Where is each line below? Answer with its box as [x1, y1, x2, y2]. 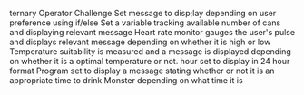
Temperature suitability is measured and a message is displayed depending [9, 46, 292, 57]
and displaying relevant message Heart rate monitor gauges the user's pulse [9, 27, 296, 37]
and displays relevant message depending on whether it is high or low [9, 36, 271, 47]
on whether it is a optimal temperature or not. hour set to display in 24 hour [9, 56, 290, 66]
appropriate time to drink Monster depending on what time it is [9, 75, 243, 85]
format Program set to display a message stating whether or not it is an [9, 65, 275, 76]
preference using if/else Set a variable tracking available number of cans [9, 17, 281, 28]
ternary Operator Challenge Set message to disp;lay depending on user [9, 8, 277, 18]
